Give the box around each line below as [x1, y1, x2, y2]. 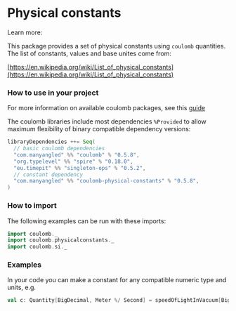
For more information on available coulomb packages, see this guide [7, 104, 206, 112]
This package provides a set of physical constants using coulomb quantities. [7, 41, 226, 50]
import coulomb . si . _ [7, 244, 68, 251]
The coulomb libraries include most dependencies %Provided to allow [7, 117, 207, 126]
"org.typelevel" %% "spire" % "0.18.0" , [13, 158, 133, 165]
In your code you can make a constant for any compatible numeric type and [7, 276, 227, 284]
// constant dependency [13, 171, 83, 178]
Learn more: [7, 28, 43, 37]
